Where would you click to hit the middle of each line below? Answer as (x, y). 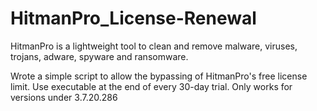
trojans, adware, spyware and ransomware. (99, 56)
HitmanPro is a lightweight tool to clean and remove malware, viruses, (154, 46)
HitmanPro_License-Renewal (133, 18)
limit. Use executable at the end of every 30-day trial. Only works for (151, 86)
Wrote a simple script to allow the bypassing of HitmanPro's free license (159, 76)
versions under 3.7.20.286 (64, 97)
